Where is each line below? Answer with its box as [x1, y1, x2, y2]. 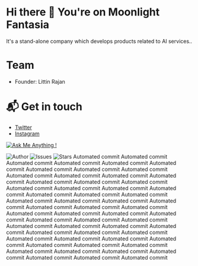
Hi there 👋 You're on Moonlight [6, 5, 160, 19]
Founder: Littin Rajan [14, 78, 65, 85]
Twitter [14, 123, 33, 131]
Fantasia [6, 18, 49, 31]
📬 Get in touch [6, 100, 83, 113]
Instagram [14, 130, 40, 137]
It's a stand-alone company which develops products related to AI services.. [6, 37, 193, 45]
